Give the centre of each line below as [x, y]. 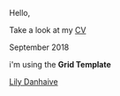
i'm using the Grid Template [60, 64]
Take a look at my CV [48, 30]
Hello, [20, 13]
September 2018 [39, 47]
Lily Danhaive [34, 82]
